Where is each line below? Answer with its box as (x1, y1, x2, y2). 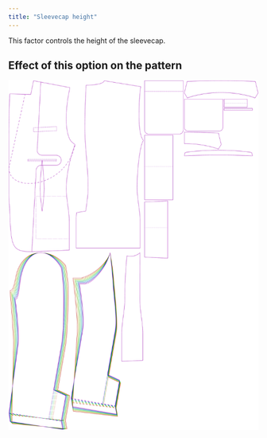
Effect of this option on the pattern (8, 59, 183, 72)
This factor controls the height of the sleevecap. (8, 36, 166, 45)
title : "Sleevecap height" (8, 13, 98, 21)
